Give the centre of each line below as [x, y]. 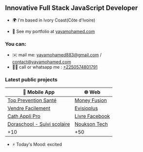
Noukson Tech [91, 124]
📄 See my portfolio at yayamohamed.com [53, 31]
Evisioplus [86, 108]
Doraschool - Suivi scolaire [39, 124]
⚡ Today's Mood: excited [37, 144]
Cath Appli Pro [24, 116]
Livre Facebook [92, 116]
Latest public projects [31, 80]
